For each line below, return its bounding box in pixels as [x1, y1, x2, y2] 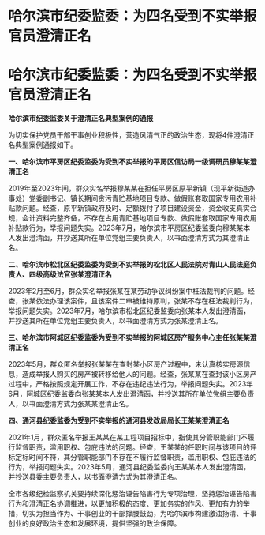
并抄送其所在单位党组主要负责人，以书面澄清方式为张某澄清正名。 [8, 316, 222, 326]
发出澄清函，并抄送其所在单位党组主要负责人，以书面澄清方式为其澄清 [14, 233, 243, 243]
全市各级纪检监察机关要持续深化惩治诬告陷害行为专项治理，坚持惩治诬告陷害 [8, 489, 257, 499]
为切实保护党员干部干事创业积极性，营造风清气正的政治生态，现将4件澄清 [8, 130, 248, 140]
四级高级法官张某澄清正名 [28, 269, 112, 279]
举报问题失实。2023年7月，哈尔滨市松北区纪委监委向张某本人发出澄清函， [8, 306, 251, 316]
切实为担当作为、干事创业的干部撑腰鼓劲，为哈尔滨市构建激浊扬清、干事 [21, 509, 257, 518]
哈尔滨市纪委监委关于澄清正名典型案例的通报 [8, 114, 154, 123]
